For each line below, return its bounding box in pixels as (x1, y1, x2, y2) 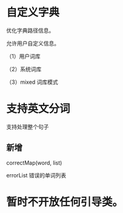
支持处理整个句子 (6, 123, 49, 130)
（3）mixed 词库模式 (6, 78, 59, 86)
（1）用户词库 (6, 52, 41, 59)
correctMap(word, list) (6, 159, 62, 166)
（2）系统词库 (6, 65, 42, 73)
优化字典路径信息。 (6, 27, 55, 34)
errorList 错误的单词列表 (6, 171, 67, 179)
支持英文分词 (6, 102, 71, 116)
